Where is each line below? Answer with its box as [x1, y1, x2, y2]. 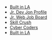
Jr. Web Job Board [9, 14, 47, 20]
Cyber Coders [9, 25, 38, 30]
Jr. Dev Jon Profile [9, 9, 47, 15]
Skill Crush [9, 19, 32, 25]
